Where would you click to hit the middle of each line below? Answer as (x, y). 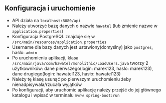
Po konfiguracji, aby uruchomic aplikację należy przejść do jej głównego (87, 89)
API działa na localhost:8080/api (46, 20)
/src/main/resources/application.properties (59, 42)
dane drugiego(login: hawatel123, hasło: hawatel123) (66, 74)
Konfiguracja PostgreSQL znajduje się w (53, 36)
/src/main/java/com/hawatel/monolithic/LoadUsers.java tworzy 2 (80, 63)
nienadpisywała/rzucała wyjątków (47, 84)
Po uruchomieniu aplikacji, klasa (45, 58)
